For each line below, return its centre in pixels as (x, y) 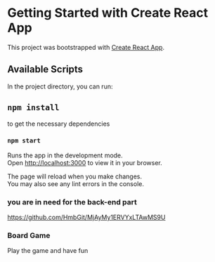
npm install (33, 108)
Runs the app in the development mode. (65, 155)
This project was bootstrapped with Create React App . (86, 47)
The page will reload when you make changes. (75, 176)
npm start (24, 141)
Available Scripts (45, 69)
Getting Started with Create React (108, 13)
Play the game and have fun (48, 251)
